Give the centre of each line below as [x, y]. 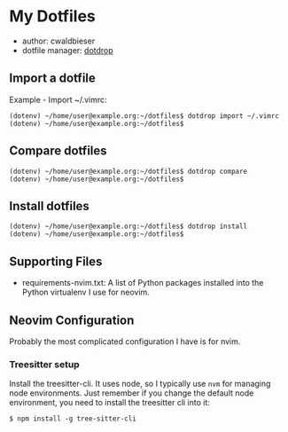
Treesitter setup [44, 364]
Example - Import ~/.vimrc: [58, 99]
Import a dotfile [52, 79]
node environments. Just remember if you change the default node [132, 393]
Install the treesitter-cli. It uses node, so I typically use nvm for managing [140, 384]
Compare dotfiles [58, 151]
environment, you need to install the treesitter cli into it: [110, 403]
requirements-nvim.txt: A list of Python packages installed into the [143, 283]
